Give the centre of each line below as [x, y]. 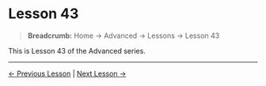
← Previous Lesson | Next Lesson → [67, 73]
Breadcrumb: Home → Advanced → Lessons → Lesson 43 [123, 36]
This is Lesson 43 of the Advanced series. [77, 50]
